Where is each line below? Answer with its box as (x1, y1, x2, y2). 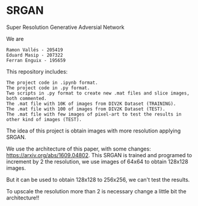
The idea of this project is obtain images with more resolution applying (6, 127, 181, 134)
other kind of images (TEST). (6, 116, 82, 122)
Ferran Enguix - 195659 (6, 57, 66, 63)
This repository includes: (6, 67, 68, 75)
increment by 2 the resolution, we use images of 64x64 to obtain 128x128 (6, 158, 188, 165)
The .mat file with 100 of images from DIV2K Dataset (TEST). (6, 106, 166, 112)
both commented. (6, 95, 47, 101)
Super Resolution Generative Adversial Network (6, 23, 125, 31)
